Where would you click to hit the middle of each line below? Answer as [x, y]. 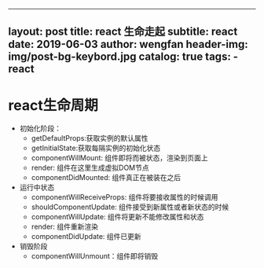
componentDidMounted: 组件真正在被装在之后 [106, 178]
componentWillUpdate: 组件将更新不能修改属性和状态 [117, 217]
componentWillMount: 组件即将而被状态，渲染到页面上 [119, 158]
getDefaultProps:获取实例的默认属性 [90, 138]
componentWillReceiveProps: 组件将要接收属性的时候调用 [125, 197]
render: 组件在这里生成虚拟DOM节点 [90, 168]
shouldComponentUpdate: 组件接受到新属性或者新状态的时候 [130, 207]
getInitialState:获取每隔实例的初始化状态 [96, 148]
